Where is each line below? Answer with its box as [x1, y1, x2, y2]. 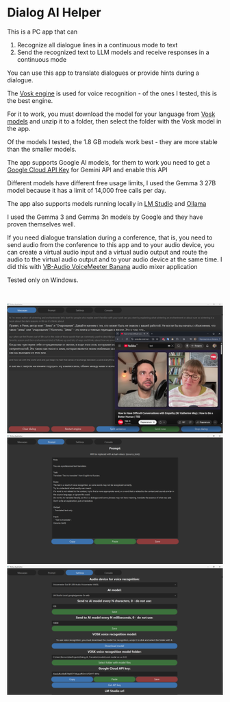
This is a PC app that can [7, 27, 78, 36]
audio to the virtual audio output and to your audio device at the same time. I [7, 255, 222, 264]
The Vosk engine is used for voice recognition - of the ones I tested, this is [7, 89, 218, 97]
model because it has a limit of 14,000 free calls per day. [7, 186, 166, 194]
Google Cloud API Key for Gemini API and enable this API [7, 165, 168, 174]
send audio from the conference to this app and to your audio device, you [7, 240, 215, 248]
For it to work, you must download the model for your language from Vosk [7, 110, 216, 118]
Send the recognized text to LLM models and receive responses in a [16, 48, 210, 56]
